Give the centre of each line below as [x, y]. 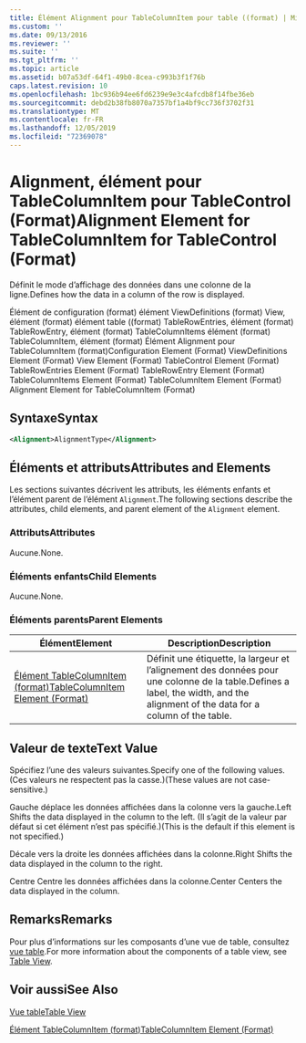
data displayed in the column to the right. [87, 864]
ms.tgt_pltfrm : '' [44, 60]
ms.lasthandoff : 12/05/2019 [63, 129]
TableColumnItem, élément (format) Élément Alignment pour [122, 341]
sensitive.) [29, 789]
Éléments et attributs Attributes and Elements [140, 468]
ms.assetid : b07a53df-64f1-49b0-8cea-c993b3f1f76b [107, 78]
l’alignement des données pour [213, 670]
